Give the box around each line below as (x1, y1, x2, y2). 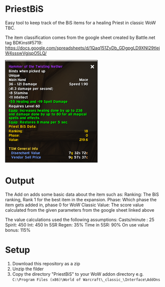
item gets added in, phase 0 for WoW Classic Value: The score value (5, 202, 144, 208)
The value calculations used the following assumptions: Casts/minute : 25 (5, 217, 155, 223)
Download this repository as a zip (12, 260, 80, 266)
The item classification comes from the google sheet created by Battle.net (5, 34, 156, 40)
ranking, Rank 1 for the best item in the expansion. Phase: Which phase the (5, 196, 157, 202)
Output (5, 175, 34, 187)
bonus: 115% (5, 227, 31, 233)
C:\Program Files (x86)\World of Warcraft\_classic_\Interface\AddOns (12, 277, 161, 282)
